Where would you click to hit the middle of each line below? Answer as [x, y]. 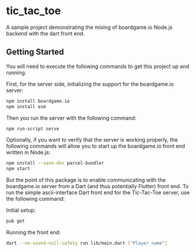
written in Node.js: [28, 152]
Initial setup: [21, 210]
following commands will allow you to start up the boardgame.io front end [96, 146]
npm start [18, 169]
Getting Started [35, 52]
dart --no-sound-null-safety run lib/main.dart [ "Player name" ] [87, 243]
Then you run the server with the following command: [71, 118]
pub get [16, 221]
